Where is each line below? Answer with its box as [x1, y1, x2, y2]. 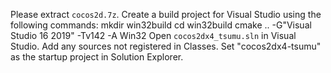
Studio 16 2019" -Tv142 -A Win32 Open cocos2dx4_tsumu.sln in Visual [10, 30, 297, 41]
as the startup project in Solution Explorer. [10, 51, 184, 63]
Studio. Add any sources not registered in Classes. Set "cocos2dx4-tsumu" [10, 40, 322, 52]
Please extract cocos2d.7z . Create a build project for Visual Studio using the [10, 9, 322, 20]
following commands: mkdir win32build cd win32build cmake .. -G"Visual [10, 19, 312, 31]
